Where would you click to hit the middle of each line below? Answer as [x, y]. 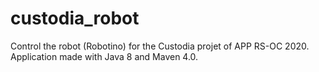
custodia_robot [75, 18]
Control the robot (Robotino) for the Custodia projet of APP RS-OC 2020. [160, 46]
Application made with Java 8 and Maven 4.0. [104, 56]
